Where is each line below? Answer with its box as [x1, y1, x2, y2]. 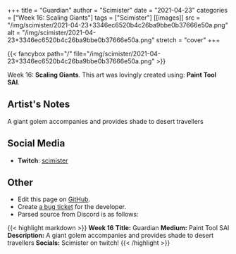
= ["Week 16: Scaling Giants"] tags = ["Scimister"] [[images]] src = [7, 13, 201, 22]
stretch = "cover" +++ [156, 36, 221, 44]
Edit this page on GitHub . [17, 195, 90, 203]
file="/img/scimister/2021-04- [73, 49, 161, 58]
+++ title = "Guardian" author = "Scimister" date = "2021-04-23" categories [7, 6, 228, 14]
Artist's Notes [7, 99, 70, 110]
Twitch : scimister [17, 156, 68, 165]
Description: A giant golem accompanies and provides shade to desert [7, 231, 213, 240]
